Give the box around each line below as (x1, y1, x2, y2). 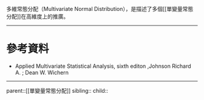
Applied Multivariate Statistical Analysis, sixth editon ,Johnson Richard (15, 62, 191, 70)
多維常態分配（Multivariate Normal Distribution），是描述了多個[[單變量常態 (6, 5, 194, 12)
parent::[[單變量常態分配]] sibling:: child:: (6, 87, 108, 94)
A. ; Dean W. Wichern (15, 68, 69, 76)
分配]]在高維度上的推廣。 (6, 13, 69, 20)
